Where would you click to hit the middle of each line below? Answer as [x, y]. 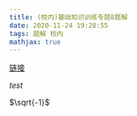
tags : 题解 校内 [36, 33]
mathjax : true [35, 42]
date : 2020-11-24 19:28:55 [59, 25]
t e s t [16, 85]
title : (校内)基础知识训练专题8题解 [68, 17]
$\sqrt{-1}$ [30, 103]
